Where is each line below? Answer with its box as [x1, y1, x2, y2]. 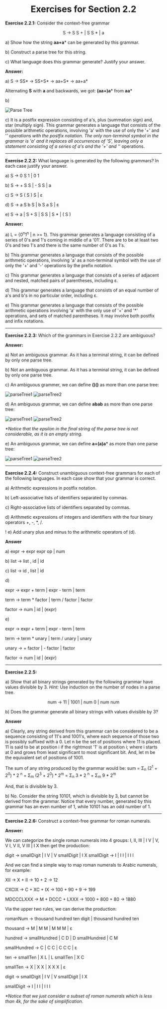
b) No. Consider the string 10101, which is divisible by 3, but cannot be [5, 793, 149, 799]
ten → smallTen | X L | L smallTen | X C [5, 954, 84, 960]
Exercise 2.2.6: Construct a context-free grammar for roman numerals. [5, 818, 152, 824]
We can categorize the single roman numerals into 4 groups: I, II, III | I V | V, [5, 837, 159, 843]
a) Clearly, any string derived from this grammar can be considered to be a [5, 728, 158, 734]
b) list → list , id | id [5, 558, 44, 564]
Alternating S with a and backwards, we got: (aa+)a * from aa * [5, 87, 133, 93]
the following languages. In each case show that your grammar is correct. [5, 475, 156, 481]
